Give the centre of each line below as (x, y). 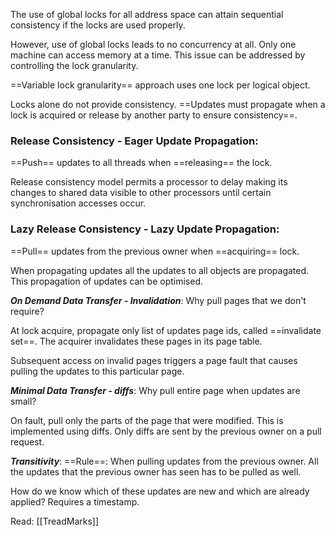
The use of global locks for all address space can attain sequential (147, 14)
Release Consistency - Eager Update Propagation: (134, 141)
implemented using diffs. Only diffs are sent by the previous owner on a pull (166, 431)
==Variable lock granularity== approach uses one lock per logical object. (160, 85)
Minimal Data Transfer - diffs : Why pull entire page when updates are (155, 390)
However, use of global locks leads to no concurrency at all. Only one (153, 44)
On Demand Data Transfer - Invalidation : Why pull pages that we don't (158, 300)
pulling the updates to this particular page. (97, 371)
